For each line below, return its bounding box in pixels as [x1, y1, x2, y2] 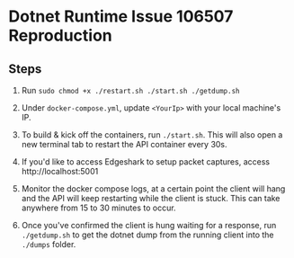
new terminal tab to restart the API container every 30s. [21, 139, 227, 149]
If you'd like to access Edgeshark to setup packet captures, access [21, 156, 271, 167]
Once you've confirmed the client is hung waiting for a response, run [21, 220, 277, 230]
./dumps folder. [21, 239, 76, 249]
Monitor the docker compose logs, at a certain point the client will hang [21, 183, 286, 194]
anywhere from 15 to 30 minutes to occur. [21, 202, 176, 213]
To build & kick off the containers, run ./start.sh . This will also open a [21, 129, 283, 140]
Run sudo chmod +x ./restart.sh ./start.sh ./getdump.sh [21, 85, 240, 95]
